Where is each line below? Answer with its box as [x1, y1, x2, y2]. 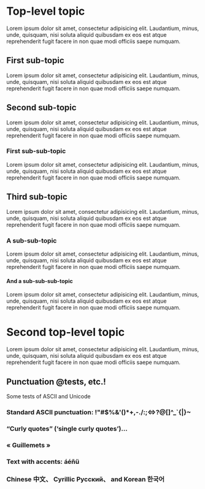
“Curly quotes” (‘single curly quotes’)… [6, 424, 128, 433]
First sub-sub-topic [6, 147, 66, 156]
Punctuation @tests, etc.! [6, 376, 106, 387]
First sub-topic [6, 55, 64, 66]
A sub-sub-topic [6, 236, 57, 245]
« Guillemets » [6, 441, 51, 449]
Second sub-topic [6, 102, 77, 113]
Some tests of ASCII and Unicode [6, 392, 91, 400]
